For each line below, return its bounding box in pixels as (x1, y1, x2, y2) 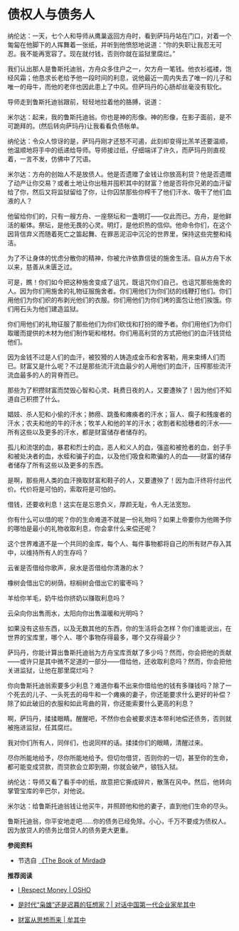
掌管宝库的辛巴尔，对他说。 (7, 786, 89, 795)
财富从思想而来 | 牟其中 (17, 915, 87, 924)
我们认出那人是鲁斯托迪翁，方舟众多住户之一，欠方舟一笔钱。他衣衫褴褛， (7, 64, 225, 73)
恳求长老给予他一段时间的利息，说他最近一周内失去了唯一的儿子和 (38, 73, 232, 82)
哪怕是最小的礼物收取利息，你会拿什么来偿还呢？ (13, 524, 157, 533)
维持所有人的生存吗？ (26, 548, 89, 557)
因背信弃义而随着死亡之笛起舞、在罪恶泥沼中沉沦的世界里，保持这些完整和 (7, 229, 225, 238)
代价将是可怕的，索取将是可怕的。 (19, 485, 119, 493)
